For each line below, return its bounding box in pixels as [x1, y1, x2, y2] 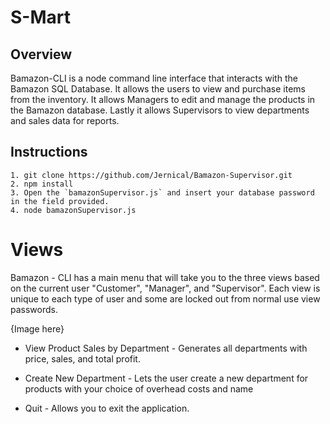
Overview [10, 46, 73, 63]
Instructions [10, 144, 88, 161]
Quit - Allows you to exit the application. [24, 402, 190, 414]
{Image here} [10, 322, 65, 335]
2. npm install [10, 179, 74, 189]
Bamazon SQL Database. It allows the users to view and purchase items [10, 83, 306, 95]
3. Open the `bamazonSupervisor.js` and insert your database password [10, 187, 315, 198]
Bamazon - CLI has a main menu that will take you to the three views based [10, 271, 320, 283]
